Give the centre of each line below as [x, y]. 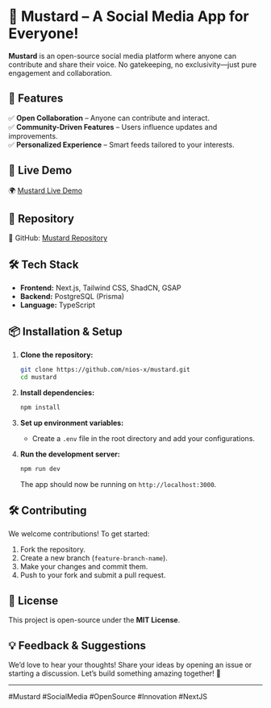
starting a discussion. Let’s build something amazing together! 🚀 [115, 673]
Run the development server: [70, 454]
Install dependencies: [57, 392]
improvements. [33, 135]
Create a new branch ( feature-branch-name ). [94, 558]
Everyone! [44, 33]
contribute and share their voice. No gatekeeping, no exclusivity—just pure [133, 65]
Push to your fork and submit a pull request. [93, 575]
